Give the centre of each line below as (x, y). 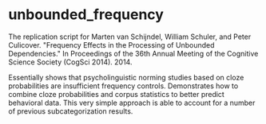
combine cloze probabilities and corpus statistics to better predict (117, 94)
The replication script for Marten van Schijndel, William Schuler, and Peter (130, 37)
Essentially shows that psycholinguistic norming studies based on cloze (126, 77)
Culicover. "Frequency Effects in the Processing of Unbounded (111, 45)
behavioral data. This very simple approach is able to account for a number (132, 103)
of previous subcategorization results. (71, 111)
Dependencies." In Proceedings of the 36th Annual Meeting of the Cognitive (133, 53)
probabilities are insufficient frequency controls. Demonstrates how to (123, 86)
